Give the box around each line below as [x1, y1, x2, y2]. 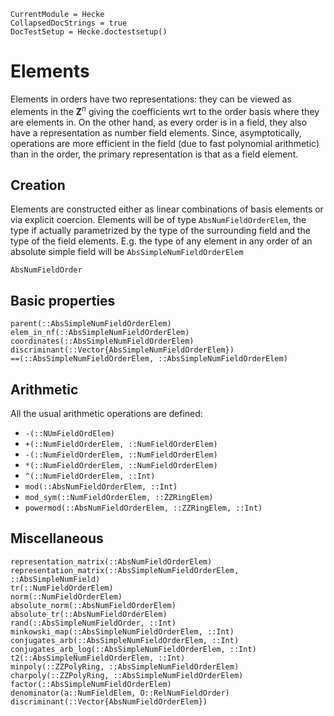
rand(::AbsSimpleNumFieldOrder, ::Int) [10, 618, 177, 628]
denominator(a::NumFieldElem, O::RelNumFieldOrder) [10, 688, 230, 698]
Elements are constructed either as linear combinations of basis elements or [10, 203, 324, 215]
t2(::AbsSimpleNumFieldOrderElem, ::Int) [10, 653, 186, 663]
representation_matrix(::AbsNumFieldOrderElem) [10, 556, 213, 567]
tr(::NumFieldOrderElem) [10, 583, 114, 593]
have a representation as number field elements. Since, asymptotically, [10, 126, 302, 139]
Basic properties [10, 292, 116, 309]
